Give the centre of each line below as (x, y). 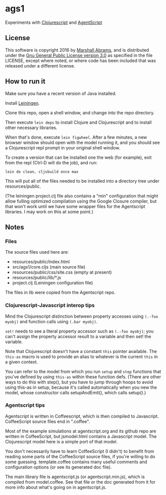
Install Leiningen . (23, 103)
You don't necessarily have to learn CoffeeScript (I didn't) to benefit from (80, 451)
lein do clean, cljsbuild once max (42, 172)
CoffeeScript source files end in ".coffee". (48, 421)
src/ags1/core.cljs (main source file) (49, 267)
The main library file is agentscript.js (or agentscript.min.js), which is (75, 477)
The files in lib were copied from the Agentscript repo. (60, 292)
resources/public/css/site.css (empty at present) (62, 272)
